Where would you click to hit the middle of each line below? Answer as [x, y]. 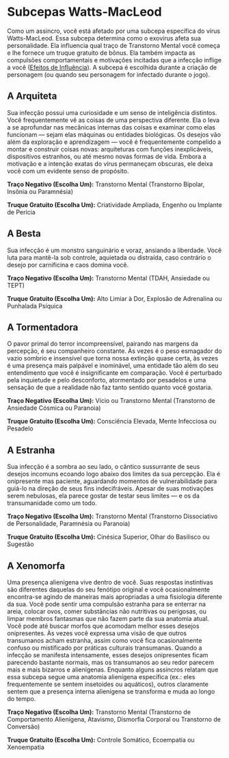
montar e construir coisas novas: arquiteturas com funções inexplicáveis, [110, 149]
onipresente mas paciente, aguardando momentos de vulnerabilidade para [112, 481]
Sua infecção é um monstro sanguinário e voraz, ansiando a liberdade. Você [114, 250]
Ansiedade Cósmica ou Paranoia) [54, 408]
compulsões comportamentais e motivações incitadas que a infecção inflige [114, 60]
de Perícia [21, 212]
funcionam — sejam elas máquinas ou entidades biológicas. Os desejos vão [114, 134]
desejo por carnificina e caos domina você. [68, 265]
